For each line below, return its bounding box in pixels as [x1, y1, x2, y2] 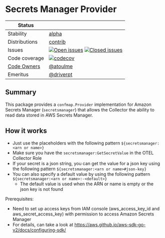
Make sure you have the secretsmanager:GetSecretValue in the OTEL [12, 150, 154, 156]
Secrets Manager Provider [5, 4, 117, 15]
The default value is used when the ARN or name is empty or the [20, 181, 154, 187]
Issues [8, 46, 24, 53]
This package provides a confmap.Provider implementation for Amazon [5, 101, 152, 107]
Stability [8, 30, 27, 37]
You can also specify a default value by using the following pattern [12, 171, 150, 177]
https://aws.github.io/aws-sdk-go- [74, 221, 146, 227]
